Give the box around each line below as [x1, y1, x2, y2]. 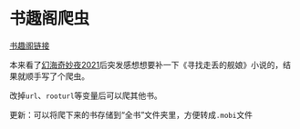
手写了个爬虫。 [33, 70, 89, 82]
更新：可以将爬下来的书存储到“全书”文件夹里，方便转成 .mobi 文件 [9, 109, 253, 120]
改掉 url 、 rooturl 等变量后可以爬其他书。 [9, 90, 162, 101]
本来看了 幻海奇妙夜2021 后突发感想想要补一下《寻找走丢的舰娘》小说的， [9, 59, 284, 70]
